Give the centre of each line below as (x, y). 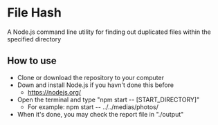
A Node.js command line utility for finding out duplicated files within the (109, 32)
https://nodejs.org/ (54, 92)
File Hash (35, 13)
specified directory (34, 39)
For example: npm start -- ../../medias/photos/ (93, 107)
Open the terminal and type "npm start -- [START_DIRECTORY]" (108, 99)
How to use (32, 61)
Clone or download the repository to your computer (91, 77)
